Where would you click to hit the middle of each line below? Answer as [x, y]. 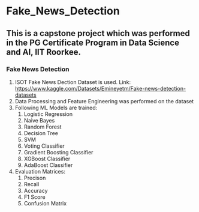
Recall [31, 184]
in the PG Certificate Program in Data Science [93, 42]
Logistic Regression [48, 114]
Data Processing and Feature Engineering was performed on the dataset [104, 101]
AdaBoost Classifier [48, 165]
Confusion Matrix [45, 203]
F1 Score [35, 197]
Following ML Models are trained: [56, 108]
